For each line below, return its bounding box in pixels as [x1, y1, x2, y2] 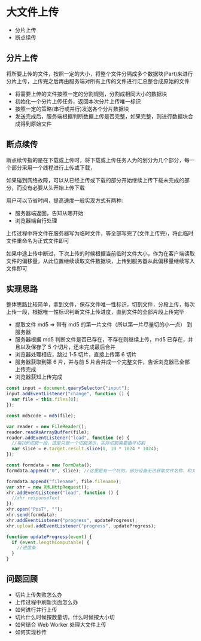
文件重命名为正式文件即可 [6, 237, 69, 244]
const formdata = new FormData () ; [6, 462, 93, 468]
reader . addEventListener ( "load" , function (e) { [6, 435, 130, 441]
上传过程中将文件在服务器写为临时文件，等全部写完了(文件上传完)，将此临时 [6, 230, 194, 237]
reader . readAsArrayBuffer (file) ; [6, 429, 90, 435]
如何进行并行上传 [14, 606, 57, 613]
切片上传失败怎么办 [14, 591, 63, 598]
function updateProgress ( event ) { [6, 533, 93, 540]
